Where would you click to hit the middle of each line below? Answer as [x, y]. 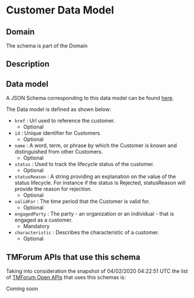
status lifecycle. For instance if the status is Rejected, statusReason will [100, 183]
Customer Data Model [60, 10]
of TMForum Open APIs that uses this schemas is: [66, 278]
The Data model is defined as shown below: [59, 109]
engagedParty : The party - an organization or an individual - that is [94, 214]
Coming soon [22, 289]
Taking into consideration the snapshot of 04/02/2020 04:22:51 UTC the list [97, 271]
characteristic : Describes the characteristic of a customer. [87, 233]
